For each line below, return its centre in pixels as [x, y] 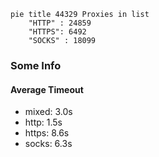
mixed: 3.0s [48, 112]
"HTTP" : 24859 [60, 23]
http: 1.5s [43, 122]
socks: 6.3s [48, 144]
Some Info [36, 65]
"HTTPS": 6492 [57, 32]
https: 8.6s [47, 133]
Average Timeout [47, 89]
